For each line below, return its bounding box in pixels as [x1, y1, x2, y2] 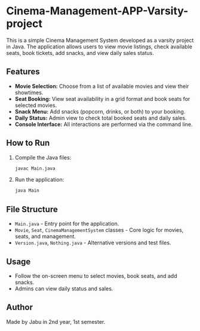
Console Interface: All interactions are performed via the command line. [14, 121, 193, 128]
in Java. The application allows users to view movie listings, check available [6, 43, 193, 50]
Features [6, 67, 40, 77]
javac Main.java [14, 166, 56, 171]
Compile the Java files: [14, 154, 72, 161]
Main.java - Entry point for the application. [14, 220, 119, 228]
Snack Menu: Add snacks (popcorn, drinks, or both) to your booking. [14, 108, 186, 115]
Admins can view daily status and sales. [14, 285, 113, 292]
